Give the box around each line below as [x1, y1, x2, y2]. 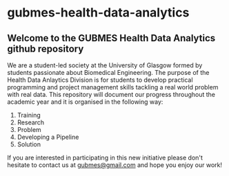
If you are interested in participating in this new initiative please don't [7, 153, 203, 162]
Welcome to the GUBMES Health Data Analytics [7, 32, 216, 44]
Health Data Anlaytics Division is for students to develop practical [7, 76, 193, 84]
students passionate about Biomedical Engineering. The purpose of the [7, 69, 210, 76]
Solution [17, 140, 41, 148]
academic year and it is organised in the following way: [7, 98, 163, 106]
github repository [7, 43, 84, 54]
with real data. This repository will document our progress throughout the [7, 91, 216, 98]
